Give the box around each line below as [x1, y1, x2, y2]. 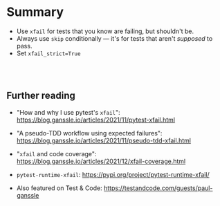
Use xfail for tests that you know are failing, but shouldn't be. [16, 27, 194, 35]
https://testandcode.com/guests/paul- [103, 184, 213, 192]
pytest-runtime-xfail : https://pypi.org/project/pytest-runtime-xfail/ [16, 170, 210, 178]
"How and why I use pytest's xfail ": [16, 108, 120, 116]
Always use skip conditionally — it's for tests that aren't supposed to [16, 34, 213, 42]
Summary [6, 4, 64, 20]
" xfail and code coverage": [16, 149, 97, 158]
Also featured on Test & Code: [16, 184, 103, 192]
